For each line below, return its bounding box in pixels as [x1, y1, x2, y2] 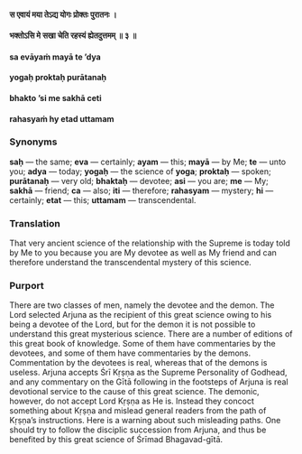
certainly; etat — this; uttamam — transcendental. [9, 194, 197, 205]
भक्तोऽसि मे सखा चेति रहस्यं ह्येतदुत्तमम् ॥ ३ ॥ [9, 30, 137, 42]
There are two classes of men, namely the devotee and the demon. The [9, 300, 275, 310]
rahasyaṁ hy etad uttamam [9, 113, 114, 124]
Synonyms [9, 135, 58, 148]
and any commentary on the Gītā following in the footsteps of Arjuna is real [9, 376, 288, 387]
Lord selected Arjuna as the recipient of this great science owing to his [9, 310, 272, 320]
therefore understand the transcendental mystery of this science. [9, 257, 252, 268]
